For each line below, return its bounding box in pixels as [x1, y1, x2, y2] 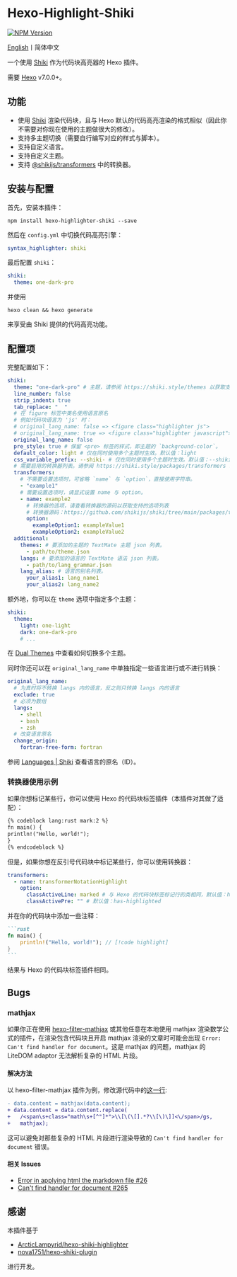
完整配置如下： [7, 363, 51, 371]
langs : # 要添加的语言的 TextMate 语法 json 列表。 [20, 554, 162, 562]
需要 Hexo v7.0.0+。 [7, 73, 66, 81]
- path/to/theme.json [25, 548, 90, 555]
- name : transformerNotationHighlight [13, 878, 128, 886]
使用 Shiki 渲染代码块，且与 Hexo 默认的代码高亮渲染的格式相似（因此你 [17, 115, 227, 125]
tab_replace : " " [13, 403, 68, 411]
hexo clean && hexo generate [7, 307, 93, 314]
